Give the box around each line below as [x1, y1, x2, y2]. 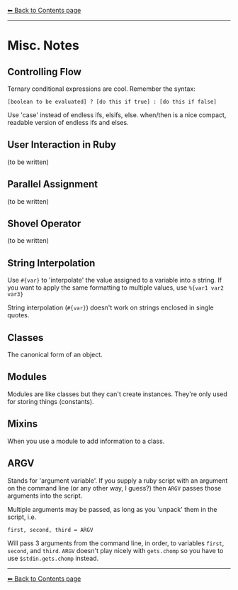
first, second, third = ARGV [7, 526, 93, 533]
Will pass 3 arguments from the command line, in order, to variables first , [7, 539, 225, 547]
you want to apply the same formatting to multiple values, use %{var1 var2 [7, 283, 225, 292]
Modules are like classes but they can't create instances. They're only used [7, 390, 228, 398]
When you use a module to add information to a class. [7, 437, 165, 445]
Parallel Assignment [7, 178, 98, 190]
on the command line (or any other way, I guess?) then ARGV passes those [7, 484, 222, 492]
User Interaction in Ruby [7, 138, 117, 151]
